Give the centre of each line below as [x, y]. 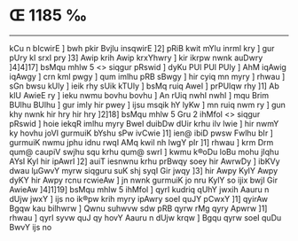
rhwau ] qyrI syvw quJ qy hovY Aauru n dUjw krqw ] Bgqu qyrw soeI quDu [145, 217]
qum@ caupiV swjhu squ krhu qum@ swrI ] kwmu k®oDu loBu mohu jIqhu [144, 152]
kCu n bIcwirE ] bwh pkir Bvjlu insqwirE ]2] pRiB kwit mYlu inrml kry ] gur [142, 48]
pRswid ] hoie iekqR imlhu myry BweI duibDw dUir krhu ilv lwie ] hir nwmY [144, 123]
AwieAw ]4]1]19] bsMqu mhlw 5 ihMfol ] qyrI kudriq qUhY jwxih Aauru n [139, 189]
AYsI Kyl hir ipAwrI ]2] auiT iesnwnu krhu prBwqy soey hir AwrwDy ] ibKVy [145, 161]
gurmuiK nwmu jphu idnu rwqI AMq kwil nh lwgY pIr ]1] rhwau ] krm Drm [141, 142]
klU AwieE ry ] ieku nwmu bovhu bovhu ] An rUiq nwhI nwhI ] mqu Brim [139, 95]
